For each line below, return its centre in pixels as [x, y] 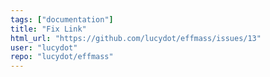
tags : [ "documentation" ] [62, 19]
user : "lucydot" [44, 47]
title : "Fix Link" [48, 29]
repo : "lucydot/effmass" [62, 57]
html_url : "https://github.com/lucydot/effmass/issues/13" [136, 38]
